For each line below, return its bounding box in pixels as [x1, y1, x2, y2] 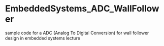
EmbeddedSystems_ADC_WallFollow [5, 3, 160, 14]
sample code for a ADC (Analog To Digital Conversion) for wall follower [5, 30, 149, 36]
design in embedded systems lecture [5, 35, 80, 41]
